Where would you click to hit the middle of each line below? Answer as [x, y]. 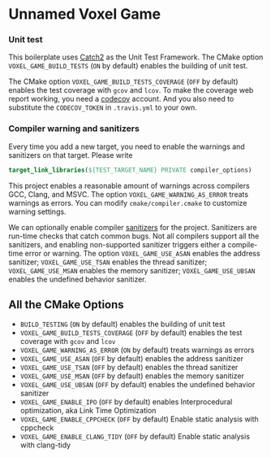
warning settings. [37, 212]
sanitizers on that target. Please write [71, 155]
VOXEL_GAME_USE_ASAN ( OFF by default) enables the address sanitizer [131, 359]
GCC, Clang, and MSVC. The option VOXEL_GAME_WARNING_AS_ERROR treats [129, 194]
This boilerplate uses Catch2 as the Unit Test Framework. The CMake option [136, 57]
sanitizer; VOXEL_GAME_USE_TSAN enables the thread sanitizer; [108, 262]
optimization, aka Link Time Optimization [88, 411]
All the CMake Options [66, 305]
